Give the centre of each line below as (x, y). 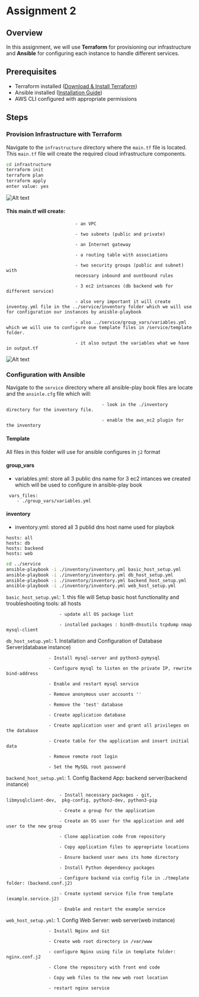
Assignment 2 (41, 11)
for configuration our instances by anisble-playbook (74, 312)
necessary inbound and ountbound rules (124, 276)
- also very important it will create (123, 302)
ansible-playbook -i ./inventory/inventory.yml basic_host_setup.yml (94, 569)
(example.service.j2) (33, 899)
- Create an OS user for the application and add (121, 821)
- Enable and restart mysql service (94, 684)
